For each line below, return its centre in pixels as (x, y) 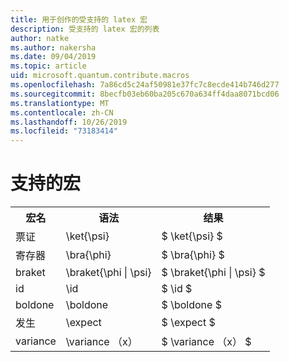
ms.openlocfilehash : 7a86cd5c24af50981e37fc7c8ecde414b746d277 (145, 85)
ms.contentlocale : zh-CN (62, 112)
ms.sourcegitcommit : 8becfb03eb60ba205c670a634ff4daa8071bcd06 (145, 94)
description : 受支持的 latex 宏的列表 (85, 29)
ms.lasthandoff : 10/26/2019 (69, 122)
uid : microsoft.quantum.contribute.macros (100, 76)
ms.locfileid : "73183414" (64, 131)
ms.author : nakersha (53, 47)
